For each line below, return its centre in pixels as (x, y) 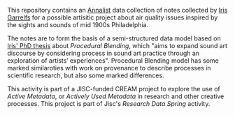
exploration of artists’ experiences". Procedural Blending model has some (113, 61)
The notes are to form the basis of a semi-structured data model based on (114, 38)
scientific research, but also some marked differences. (86, 75)
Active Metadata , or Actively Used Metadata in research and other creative (116, 96)
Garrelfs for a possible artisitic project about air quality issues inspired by (113, 17)
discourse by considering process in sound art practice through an (104, 53)
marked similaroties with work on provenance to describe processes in (109, 68)
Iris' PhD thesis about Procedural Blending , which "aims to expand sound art (117, 46)
